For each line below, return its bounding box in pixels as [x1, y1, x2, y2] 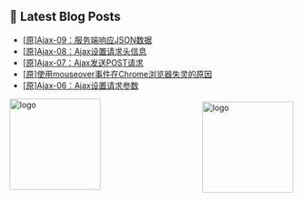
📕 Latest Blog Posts [9, 9, 121, 25]
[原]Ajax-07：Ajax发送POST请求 [22, 56, 144, 68]
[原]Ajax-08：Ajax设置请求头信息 [22, 45, 147, 56]
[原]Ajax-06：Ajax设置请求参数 [22, 79, 139, 91]
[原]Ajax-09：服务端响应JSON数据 [22, 34, 153, 45]
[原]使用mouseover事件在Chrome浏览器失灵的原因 [22, 68, 213, 79]
